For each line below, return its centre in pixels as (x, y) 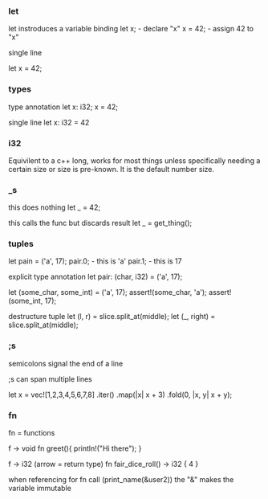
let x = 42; (25, 68)
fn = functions (32, 433)
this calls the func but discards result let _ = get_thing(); (100, 223)
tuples (21, 244)
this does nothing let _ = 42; (55, 207)
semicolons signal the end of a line (66, 363)
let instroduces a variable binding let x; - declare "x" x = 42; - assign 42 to (131, 29)
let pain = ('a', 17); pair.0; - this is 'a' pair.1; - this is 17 (95, 261)
